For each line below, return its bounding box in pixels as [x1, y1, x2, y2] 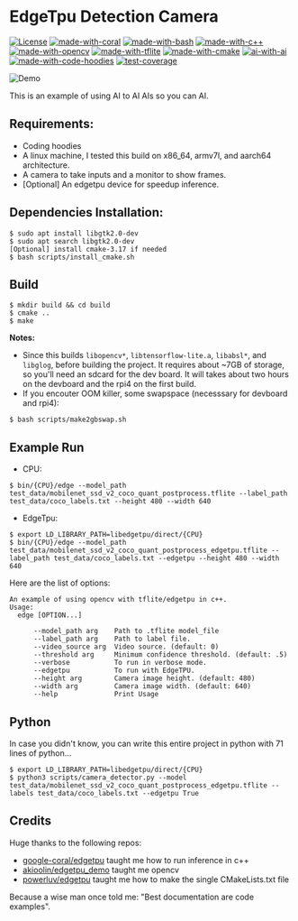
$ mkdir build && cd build [9, 300, 111, 310]
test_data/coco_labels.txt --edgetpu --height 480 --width [53, 554, 280, 563]
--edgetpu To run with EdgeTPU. [32, 666, 195, 676]
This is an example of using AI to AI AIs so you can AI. [9, 90, 209, 101]
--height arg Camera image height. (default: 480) [32, 674, 256, 683]
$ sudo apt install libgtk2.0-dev [9, 228, 140, 238]
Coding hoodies [22, 140, 82, 151]
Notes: [9, 332, 36, 344]
